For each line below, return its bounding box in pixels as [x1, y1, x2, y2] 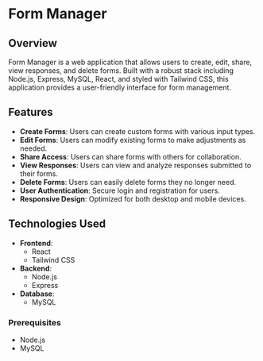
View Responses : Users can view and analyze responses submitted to [19, 160, 252, 170]
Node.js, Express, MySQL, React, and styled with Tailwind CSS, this [8, 75, 229, 83]
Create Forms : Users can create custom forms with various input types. [19, 126, 256, 136]
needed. [19, 144, 48, 153]
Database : [19, 289, 55, 298]
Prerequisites [8, 317, 61, 328]
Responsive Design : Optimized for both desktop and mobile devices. [19, 194, 246, 203]
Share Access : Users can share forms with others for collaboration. [19, 152, 242, 161]
